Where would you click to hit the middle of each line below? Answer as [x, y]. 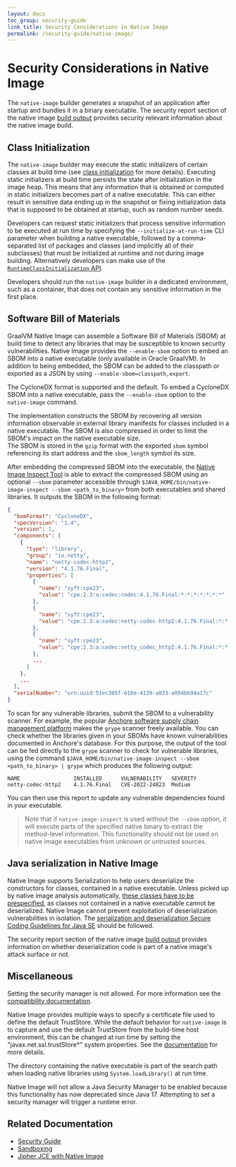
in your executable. [35, 805]
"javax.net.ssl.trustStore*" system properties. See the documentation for [113, 1044]
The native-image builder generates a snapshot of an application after [108, 103]
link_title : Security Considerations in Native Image [88, 27]
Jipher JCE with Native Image [61, 1156]
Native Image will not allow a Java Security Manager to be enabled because [117, 1087]
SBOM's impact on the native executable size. [74, 438]
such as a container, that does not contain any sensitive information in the [114, 289]
